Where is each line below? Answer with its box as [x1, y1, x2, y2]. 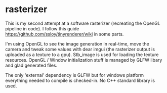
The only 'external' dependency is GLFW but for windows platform [5, 72, 144, 78]
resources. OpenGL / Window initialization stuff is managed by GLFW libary [5, 57, 162, 63]
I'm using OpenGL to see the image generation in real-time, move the [5, 40, 149, 46]
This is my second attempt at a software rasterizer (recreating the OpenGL [5, 20, 160, 26]
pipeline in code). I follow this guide [5, 25, 79, 31]
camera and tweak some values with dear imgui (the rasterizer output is [5, 46, 155, 52]
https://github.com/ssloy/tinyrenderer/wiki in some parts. [5, 31, 124, 37]
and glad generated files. [5, 62, 57, 68]
